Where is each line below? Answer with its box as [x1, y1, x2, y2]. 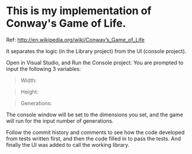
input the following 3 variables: [6, 65, 82, 72]
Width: [20, 77, 37, 84]
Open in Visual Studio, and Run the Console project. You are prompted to [6, 59, 184, 66]
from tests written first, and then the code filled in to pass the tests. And [6, 135, 181, 142]
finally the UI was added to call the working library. [6, 141, 130, 148]
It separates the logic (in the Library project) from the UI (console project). [6, 47, 187, 54]
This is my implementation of [6, 4, 152, 18]
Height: [20, 88, 39, 95]
